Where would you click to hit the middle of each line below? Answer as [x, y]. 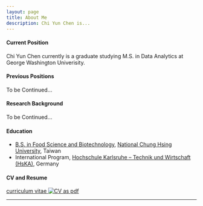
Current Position [27, 42]
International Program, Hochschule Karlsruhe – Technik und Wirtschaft [103, 158]
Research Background [35, 104]
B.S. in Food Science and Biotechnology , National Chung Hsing [93, 145]
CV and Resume [27, 178]
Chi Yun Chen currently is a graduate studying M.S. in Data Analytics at [95, 56]
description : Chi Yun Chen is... [48, 23]
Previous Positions [30, 76]
